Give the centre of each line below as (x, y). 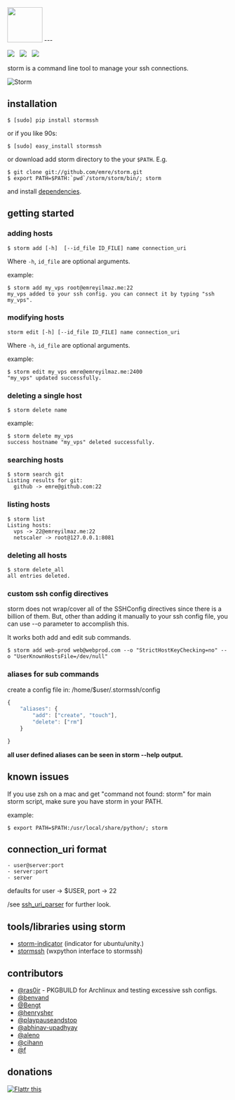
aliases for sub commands (53, 674)
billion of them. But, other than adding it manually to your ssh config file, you (117, 617)
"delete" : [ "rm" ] (58, 722)
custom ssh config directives (58, 593)
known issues (38, 777)
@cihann (30, 1043)
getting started (41, 214)
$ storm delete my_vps (40, 436)
